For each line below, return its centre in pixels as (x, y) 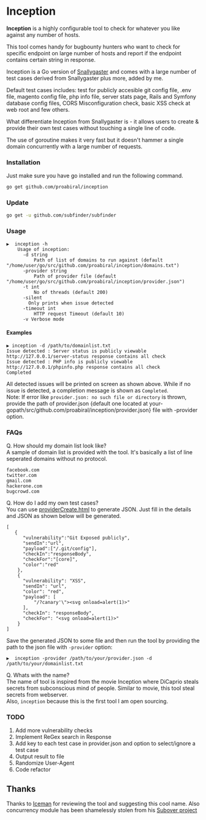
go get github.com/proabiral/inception (57, 187)
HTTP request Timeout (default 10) (79, 314)
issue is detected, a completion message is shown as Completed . (87, 390)
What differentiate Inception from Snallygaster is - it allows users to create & (103, 122)
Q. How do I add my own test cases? (52, 503)
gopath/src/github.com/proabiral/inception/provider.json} (79, 410)
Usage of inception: (44, 249)
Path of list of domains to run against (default (98, 260)
